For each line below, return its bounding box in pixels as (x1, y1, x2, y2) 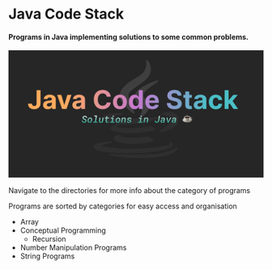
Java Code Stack (8, 5, 125, 23)
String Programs (19, 251, 75, 261)
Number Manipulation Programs (19, 243, 127, 253)
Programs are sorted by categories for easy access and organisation (8, 201, 237, 211)
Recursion (32, 234, 66, 244)
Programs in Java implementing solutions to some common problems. (8, 32, 249, 41)
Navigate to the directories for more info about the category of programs (8, 186, 251, 195)
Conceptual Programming (19, 225, 107, 235)
